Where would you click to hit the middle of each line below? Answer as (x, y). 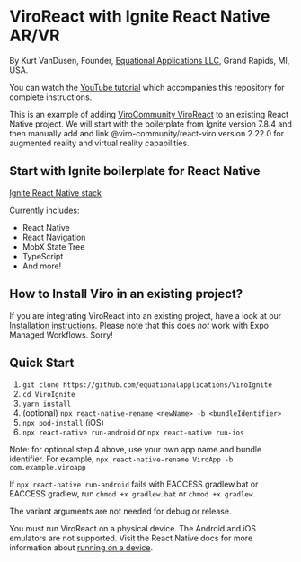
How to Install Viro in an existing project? (126, 294)
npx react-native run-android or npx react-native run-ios (133, 432)
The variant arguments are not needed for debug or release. (120, 511)
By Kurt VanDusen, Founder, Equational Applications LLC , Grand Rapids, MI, (150, 60)
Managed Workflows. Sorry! (62, 335)
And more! (42, 266)
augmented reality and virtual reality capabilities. (100, 143)
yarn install (47, 404)
